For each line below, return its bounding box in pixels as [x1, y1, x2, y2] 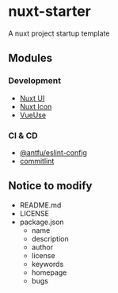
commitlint [19, 156, 55, 166]
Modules [8, 51, 53, 65]
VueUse [19, 110, 46, 120]
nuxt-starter [8, 2, 91, 21]
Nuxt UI [19, 93, 45, 103]
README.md [19, 200, 62, 210]
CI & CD [8, 130, 38, 141]
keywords [31, 259, 64, 268]
